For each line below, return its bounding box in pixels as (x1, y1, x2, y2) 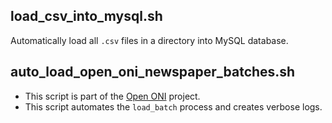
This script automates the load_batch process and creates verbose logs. (24, 100, 323, 113)
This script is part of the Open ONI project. (24, 90, 201, 102)
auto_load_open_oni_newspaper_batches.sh (10, 64, 296, 81)
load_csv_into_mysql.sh (10, 8, 163, 25)
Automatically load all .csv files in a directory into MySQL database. (10, 34, 289, 46)
